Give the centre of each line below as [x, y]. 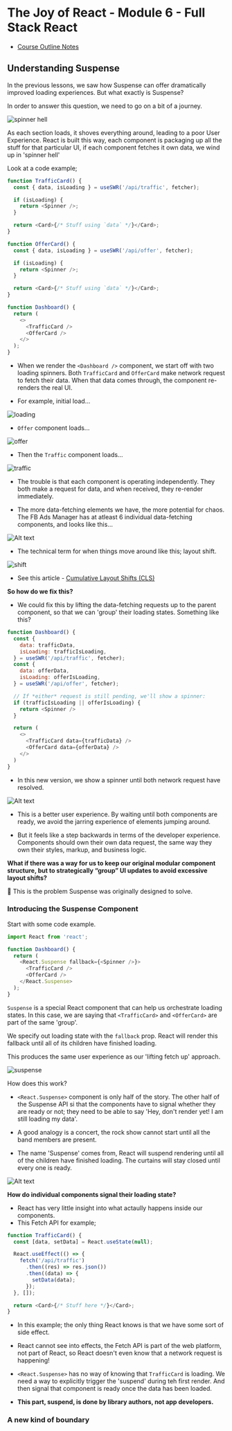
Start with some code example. [52, 924]
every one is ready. [45, 1167]
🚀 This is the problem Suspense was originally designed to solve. [100, 891]
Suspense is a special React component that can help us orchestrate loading [115, 1007]
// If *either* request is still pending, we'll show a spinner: [110, 696]
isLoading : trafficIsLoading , [63, 651]
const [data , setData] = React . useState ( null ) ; [83, 1242]
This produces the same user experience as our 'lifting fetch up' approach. [114, 1056]
